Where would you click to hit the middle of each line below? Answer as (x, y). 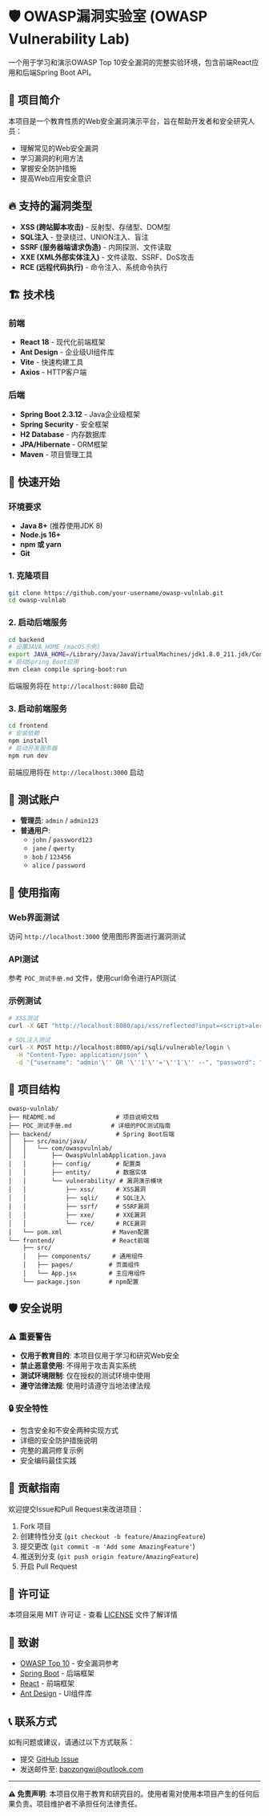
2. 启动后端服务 (38, 622)
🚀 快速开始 (34, 482)
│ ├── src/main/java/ (48, 1141)
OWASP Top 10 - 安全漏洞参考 (69, 1663)
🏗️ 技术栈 (31, 294)
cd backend (26, 639)
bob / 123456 (51, 857)
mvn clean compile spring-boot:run (68, 670)
